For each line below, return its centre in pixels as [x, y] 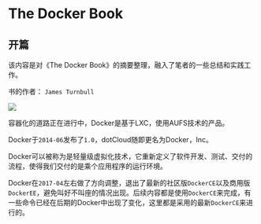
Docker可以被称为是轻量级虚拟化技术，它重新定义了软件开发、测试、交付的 [130, 156]
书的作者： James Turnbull [51, 92]
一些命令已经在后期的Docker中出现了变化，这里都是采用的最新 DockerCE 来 [127, 202]
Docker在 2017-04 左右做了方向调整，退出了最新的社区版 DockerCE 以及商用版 [129, 183]
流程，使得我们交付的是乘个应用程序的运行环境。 [88, 166]
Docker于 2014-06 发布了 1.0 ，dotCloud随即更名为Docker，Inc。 [110, 140]
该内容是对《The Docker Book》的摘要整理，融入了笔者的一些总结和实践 [126, 65]
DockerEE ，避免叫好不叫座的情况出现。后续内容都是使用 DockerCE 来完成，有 [130, 193]
